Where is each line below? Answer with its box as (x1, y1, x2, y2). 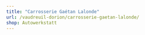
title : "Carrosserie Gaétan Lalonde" (6, 8, 100, 15)
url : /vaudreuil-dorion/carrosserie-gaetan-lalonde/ (6, 14, 140, 20)
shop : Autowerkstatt (6, 20, 58, 26)
